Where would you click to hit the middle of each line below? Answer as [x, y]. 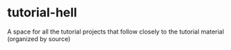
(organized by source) [39, 38]
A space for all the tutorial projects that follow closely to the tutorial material [116, 32]
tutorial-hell [42, 13]
